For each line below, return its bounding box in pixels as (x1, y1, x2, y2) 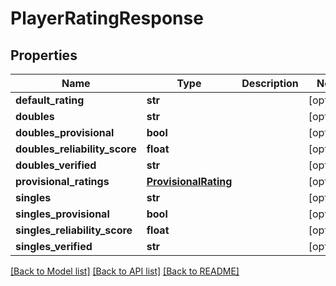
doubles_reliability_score (15, 142, 137, 156)
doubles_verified (15, 158, 97, 172)
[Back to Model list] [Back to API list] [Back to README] (10, 265, 240, 277)
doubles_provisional (15, 126, 115, 139)
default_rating (15, 93, 85, 107)
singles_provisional (15, 207, 110, 221)
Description (241, 77, 299, 90)
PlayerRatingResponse (10, 7, 204, 30)
